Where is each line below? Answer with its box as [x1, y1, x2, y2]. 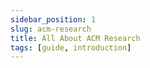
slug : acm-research [10, 24, 92, 34]
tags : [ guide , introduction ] [10, 42, 132, 53]
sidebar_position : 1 [10, 14, 97, 25]
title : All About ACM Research [10, 33, 141, 43]
